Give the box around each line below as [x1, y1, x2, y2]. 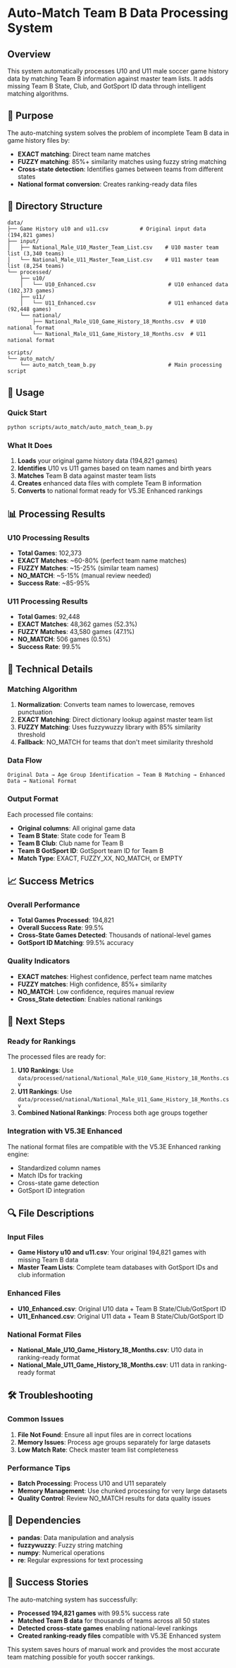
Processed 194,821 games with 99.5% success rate [17, 1609, 170, 1617]
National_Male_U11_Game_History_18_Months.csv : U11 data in [17, 1361, 201, 1369]
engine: [7, 1150, 30, 1158]
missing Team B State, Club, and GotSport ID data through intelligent [7, 82, 206, 90]
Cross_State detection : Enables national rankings [17, 994, 163, 1003]
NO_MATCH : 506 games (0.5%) [17, 635, 111, 644]
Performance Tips [7, 1463, 70, 1473]
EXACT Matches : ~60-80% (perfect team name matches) [17, 556, 187, 565]
